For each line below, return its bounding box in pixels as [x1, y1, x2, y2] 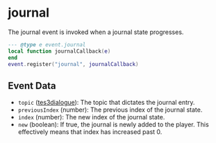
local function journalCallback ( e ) [8, 47, 111, 55]
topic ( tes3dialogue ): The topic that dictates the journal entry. [17, 99, 195, 107]
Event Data [8, 80, 56, 92]
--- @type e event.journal [8, 41, 86, 48]
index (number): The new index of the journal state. [17, 113, 165, 121]
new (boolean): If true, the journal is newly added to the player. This [17, 120, 209, 129]
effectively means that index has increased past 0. [17, 128, 163, 136]
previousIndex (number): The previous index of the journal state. [17, 106, 203, 114]
